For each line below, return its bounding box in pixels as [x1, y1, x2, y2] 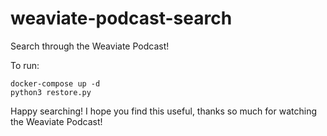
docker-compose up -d [10, 78, 101, 89]
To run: [10, 59, 40, 71]
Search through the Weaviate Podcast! [10, 40, 170, 52]
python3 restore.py [10, 87, 92, 97]
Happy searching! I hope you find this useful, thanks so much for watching [10, 105, 317, 117]
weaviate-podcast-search [10, 7, 233, 30]
